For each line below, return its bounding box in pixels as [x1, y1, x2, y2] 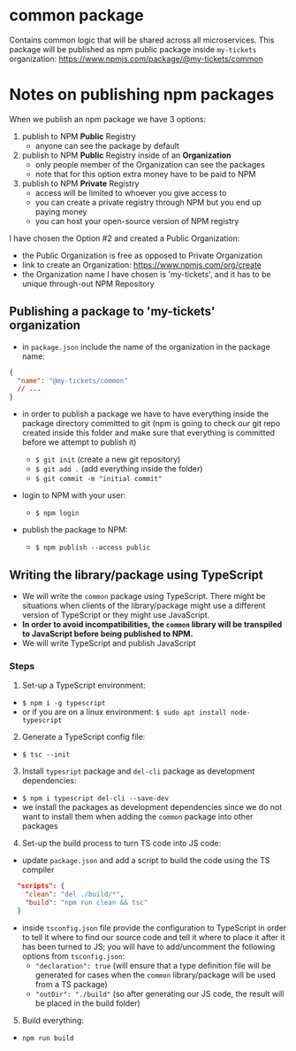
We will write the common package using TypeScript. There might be [21, 591, 266, 601]
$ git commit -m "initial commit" [34, 475, 163, 484]
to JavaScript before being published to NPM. [21, 628, 194, 639]
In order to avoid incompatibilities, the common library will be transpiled [21, 619, 283, 629]
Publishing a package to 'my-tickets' [9, 304, 216, 319]
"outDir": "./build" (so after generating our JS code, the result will [34, 988, 285, 999]
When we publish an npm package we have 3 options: [9, 113, 207, 124]
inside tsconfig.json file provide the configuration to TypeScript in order [21, 923, 287, 933]
